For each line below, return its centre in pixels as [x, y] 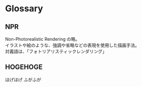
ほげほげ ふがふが [23, 80]
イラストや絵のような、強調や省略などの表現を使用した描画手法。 [72, 45]
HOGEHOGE [24, 67]
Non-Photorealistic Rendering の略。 [43, 39]
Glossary [24, 9]
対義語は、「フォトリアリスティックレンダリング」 [56, 51]
